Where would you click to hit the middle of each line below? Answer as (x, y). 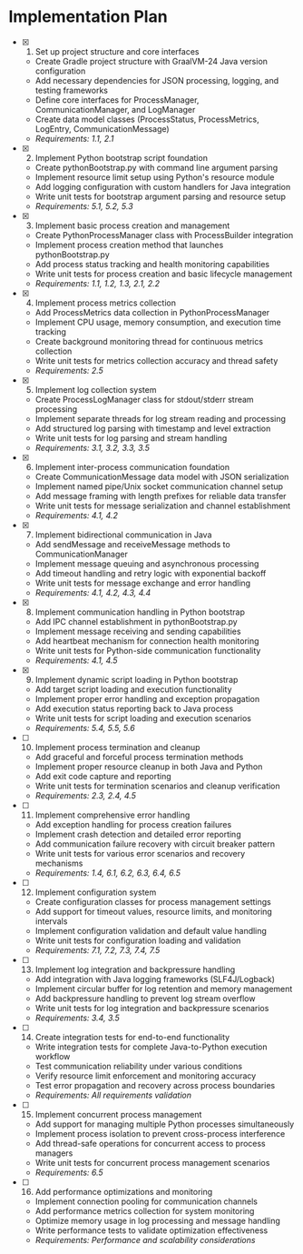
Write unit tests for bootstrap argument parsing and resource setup (161, 196)
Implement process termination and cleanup (117, 747)
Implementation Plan (88, 17)
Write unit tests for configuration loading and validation (138, 940)
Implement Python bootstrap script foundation (121, 157)
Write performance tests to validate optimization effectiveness (151, 1230)
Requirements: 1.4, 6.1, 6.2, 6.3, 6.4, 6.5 (108, 873)
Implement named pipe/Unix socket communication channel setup (159, 486)
